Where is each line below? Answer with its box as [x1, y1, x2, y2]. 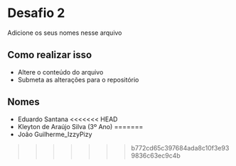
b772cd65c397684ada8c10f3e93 [131, 143, 230, 152]
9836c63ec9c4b [131, 151, 181, 160]
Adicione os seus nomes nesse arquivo [7, 28, 122, 37]
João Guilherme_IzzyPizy [17, 130, 92, 138]
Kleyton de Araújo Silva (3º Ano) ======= [17, 122, 144, 131]
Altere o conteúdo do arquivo [17, 67, 104, 76]
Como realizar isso [7, 49, 92, 61]
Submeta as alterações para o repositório [17, 75, 139, 84]
